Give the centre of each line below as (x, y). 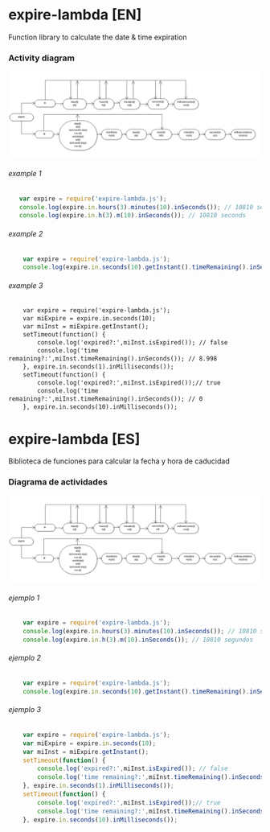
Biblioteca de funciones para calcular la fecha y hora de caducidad (119, 461)
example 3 (26, 285)
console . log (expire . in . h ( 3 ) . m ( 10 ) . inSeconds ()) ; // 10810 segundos (138, 640)
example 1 (25, 174)
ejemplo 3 (25, 710)
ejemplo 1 (24, 598)
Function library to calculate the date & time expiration (98, 37)
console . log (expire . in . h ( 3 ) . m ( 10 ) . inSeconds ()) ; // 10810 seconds (133, 216)
